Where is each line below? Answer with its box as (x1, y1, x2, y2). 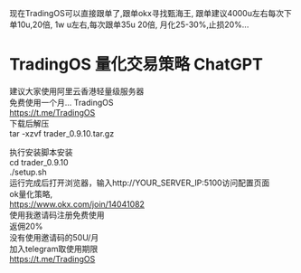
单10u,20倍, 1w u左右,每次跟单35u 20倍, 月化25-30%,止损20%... (9, 19, 249, 30)
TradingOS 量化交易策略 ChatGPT (9, 54, 264, 75)
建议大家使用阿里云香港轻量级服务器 (9, 85, 145, 97)
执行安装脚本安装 (9, 146, 73, 157)
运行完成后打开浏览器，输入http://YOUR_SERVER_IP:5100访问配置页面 (9, 177, 270, 188)
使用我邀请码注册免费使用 (9, 209, 105, 220)
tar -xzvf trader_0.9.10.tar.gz (9, 127, 115, 138)
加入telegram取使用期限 (9, 243, 99, 254)
